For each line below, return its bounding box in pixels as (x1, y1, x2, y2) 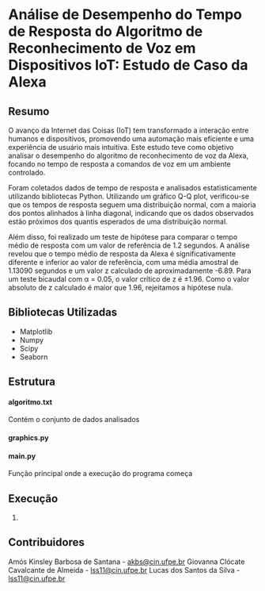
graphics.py (8, 433, 49, 442)
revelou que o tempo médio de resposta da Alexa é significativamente (8, 249, 236, 259)
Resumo (8, 105, 50, 118)
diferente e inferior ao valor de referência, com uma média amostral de (8, 258, 239, 267)
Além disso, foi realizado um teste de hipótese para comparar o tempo (8, 232, 238, 241)
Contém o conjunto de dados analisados (8, 415, 140, 424)
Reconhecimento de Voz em (8, 40, 196, 57)
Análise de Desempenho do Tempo (8, 6, 243, 24)
